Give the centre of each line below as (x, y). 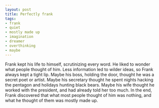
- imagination (19, 37)
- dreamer (15, 41)
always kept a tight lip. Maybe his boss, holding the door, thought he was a (79, 74)
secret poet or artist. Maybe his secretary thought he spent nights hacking (79, 80)
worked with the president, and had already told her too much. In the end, (79, 90)
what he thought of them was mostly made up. (52, 100)
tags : (10, 18)
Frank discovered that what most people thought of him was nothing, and (78, 95)
